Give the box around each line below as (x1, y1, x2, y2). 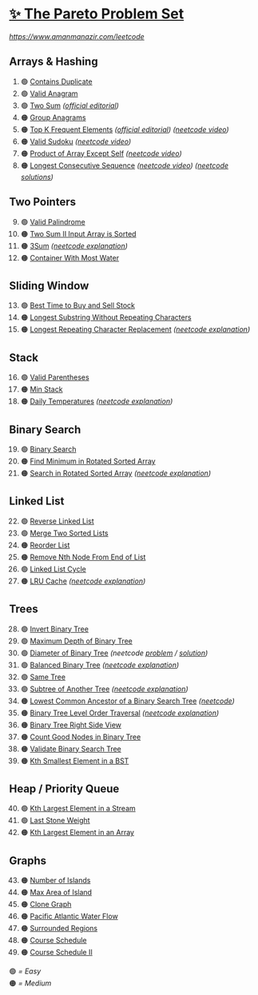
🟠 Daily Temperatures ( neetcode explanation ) (20, 396, 173, 406)
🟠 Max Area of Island (20, 888, 93, 897)
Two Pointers (9, 195, 77, 209)
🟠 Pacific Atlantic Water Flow (20, 912, 118, 921)
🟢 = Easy (9, 966, 42, 976)
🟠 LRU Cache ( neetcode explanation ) (20, 576, 146, 586)
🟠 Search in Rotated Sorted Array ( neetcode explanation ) (20, 468, 211, 478)
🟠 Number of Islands (20, 876, 91, 886)
